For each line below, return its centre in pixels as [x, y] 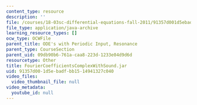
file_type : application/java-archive [52, 28]
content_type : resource [35, 11]
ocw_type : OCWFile [28, 38]
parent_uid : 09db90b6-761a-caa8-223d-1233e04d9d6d [69, 55]
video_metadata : [26, 87]
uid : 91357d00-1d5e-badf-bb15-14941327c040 [60, 71]
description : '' [26, 17]
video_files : [22, 76]
